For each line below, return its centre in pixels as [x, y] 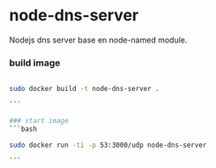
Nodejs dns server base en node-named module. [98, 40]
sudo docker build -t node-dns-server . [85, 89]
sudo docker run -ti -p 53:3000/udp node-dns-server [108, 145]
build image [35, 63]
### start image [39, 120]
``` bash [23, 129]
